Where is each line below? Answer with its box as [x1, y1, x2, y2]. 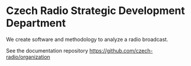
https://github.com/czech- [89, 47, 153, 54]
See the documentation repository [6, 47, 89, 54]
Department [6, 16, 66, 30]
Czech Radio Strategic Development [6, 4, 185, 18]
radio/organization [6, 53, 51, 60]
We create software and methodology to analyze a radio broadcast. [6, 36, 168, 43]
